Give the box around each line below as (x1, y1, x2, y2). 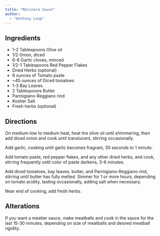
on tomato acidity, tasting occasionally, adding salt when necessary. (5, 179, 142, 184)
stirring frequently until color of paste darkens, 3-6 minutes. (5, 159, 125, 165)
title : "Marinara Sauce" (5, 7, 55, 12)
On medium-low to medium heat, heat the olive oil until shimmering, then (5, 130, 150, 136)
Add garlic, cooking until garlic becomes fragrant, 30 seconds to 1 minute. (5, 145, 153, 150)
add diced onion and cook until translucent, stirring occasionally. (5, 135, 134, 141)
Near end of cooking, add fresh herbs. (5, 188, 81, 194)
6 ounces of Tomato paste (12, 73, 65, 78)
